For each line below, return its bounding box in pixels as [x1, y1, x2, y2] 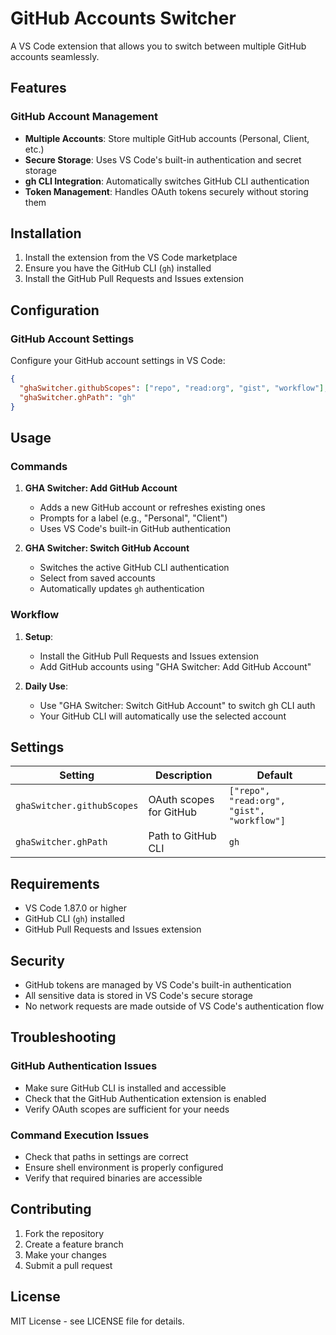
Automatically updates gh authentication [39, 583, 205, 595]
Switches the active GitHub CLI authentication [39, 562, 230, 574]
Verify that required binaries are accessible [24, 1172, 203, 1184]
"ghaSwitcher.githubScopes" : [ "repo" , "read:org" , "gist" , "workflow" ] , [19, 383, 329, 393]
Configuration [10, 302, 100, 319]
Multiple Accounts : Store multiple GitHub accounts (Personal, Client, [24, 132, 310, 144]
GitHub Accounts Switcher [10, 7, 237, 30]
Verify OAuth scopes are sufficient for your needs [24, 1103, 230, 1115]
